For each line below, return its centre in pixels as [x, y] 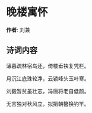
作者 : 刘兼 [18, 30]
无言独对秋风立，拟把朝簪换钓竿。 [48, 103]
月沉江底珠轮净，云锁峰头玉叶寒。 [48, 79]
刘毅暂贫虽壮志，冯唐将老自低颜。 [48, 91]
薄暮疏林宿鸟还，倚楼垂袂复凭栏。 [48, 65]
